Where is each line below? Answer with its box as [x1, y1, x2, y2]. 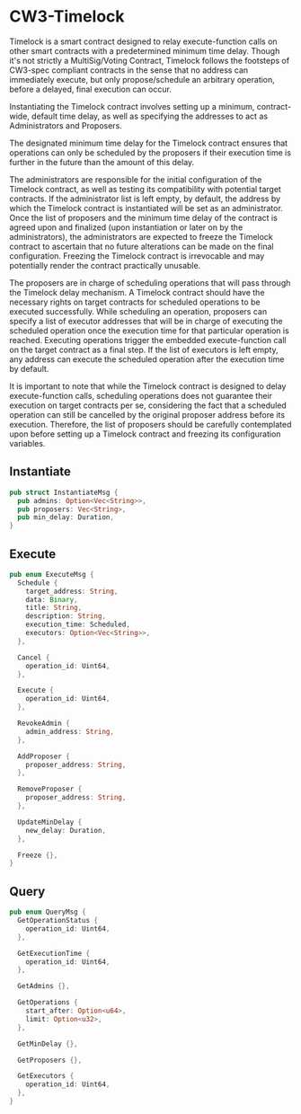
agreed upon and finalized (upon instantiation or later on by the [9, 222, 243, 233]
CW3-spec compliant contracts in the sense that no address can [9, 65, 249, 75]
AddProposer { [17, 752, 70, 761]
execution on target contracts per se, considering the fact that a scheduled [9, 400, 288, 411]
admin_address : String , [25, 727, 115, 736]
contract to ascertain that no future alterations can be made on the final [9, 241, 274, 252]
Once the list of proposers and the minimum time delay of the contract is [9, 212, 279, 223]
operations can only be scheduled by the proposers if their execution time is [9, 146, 292, 158]
